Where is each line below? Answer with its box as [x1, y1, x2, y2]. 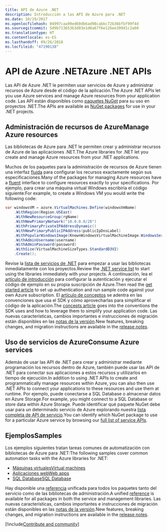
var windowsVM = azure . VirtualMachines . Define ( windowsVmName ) [5, 205, 137, 210]
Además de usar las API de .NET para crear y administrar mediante [5, 359, 142, 365]
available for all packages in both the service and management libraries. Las [5, 495, 161, 502]
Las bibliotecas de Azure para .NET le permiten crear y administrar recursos [5, 144, 161, 150]
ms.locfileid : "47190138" [5, 44, 59, 49]
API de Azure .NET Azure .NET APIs [5, 66, 152, 77]
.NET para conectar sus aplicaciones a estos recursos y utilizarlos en [5, 370, 147, 376]
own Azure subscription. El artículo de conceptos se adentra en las [5, 292, 143, 298]
